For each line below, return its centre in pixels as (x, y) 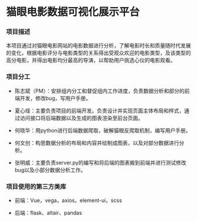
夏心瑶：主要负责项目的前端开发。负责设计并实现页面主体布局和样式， (99, 110)
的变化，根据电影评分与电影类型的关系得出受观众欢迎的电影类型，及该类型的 (98, 53)
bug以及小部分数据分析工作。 (50, 170)
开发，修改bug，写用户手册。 (55, 98)
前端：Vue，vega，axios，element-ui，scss (68, 200)
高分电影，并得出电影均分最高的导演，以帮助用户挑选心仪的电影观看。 (91, 60)
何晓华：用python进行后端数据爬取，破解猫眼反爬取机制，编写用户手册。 (103, 130)
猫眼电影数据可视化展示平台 (73, 12)
